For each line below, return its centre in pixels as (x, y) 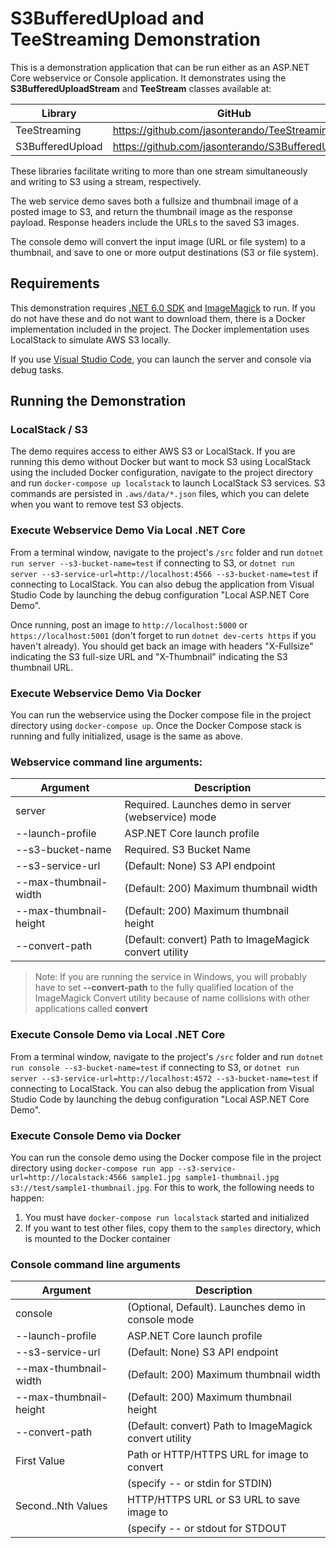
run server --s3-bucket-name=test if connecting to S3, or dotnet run (152, 563)
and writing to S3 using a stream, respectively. (106, 181)
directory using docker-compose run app (92, 1168)
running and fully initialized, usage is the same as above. (126, 736)
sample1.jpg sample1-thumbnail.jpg (205, 1177)
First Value (40, 1461)
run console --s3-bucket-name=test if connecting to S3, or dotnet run (155, 1067)
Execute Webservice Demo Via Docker (106, 693)
